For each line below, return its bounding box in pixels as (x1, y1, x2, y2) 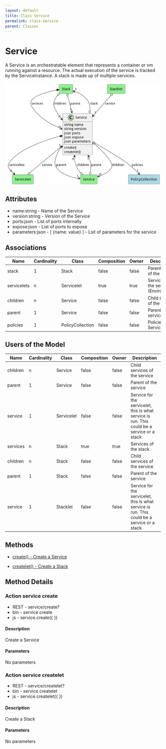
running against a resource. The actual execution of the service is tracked (5, 68, 156, 73)
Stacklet (56, 504, 73, 510)
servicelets (7, 283, 30, 289)
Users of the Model (5, 340, 65, 348)
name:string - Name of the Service (12, 208, 83, 214)
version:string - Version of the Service (12, 213, 90, 219)
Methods (5, 541, 34, 549)
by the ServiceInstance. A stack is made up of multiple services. (5, 72, 136, 79)
